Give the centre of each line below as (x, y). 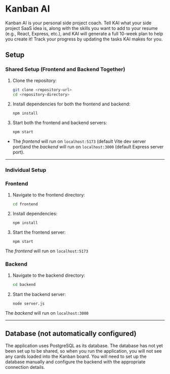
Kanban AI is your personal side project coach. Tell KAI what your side (78, 23)
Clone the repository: (35, 80)
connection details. (25, 367)
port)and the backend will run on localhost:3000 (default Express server (88, 147)
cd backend (24, 284)
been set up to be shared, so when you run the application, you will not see (83, 351)
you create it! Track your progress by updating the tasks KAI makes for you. (84, 39)
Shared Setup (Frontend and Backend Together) (65, 69)
